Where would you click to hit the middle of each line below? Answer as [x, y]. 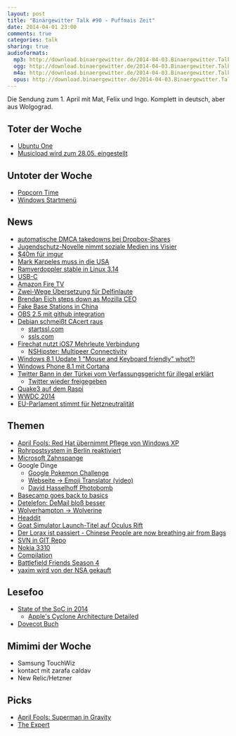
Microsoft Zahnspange [50, 458]
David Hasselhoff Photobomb [71, 487]
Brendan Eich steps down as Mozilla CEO [77, 299]
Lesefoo [26, 592]
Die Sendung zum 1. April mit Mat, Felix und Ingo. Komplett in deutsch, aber [116, 99]
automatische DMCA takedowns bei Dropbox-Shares [94, 239]
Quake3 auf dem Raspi [51, 389]
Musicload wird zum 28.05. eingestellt [72, 154]
